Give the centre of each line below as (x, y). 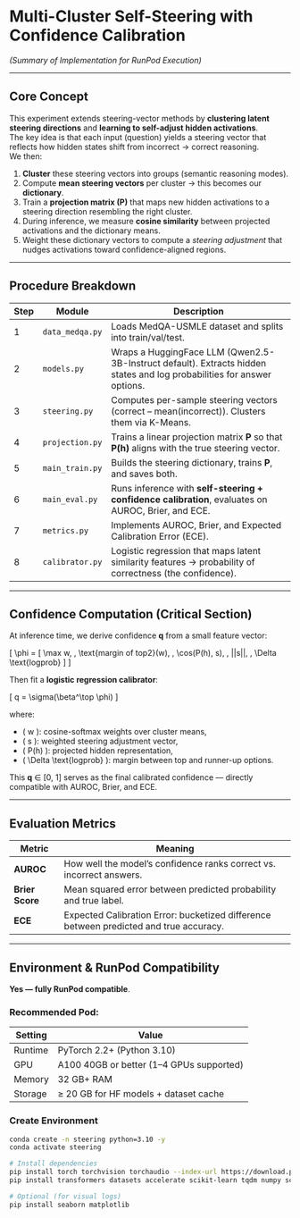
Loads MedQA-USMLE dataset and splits (197, 326)
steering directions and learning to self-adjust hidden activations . (134, 128)
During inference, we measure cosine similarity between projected (146, 221)
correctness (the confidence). (174, 573)
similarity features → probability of (183, 562)
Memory (31, 1079)
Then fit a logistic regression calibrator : (84, 680)
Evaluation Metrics (62, 823)
